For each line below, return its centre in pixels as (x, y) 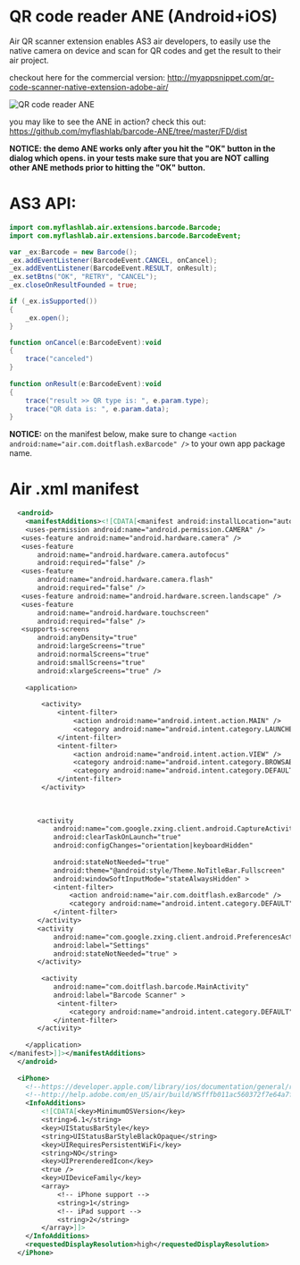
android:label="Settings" (101, 945)
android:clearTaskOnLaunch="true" (117, 838)
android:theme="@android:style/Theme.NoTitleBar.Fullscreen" (169, 870)
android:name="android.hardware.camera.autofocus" (133, 555)
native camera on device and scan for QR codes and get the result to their (145, 50)
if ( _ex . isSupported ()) (54, 301)
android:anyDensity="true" (87, 638)
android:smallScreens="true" (91, 662)
